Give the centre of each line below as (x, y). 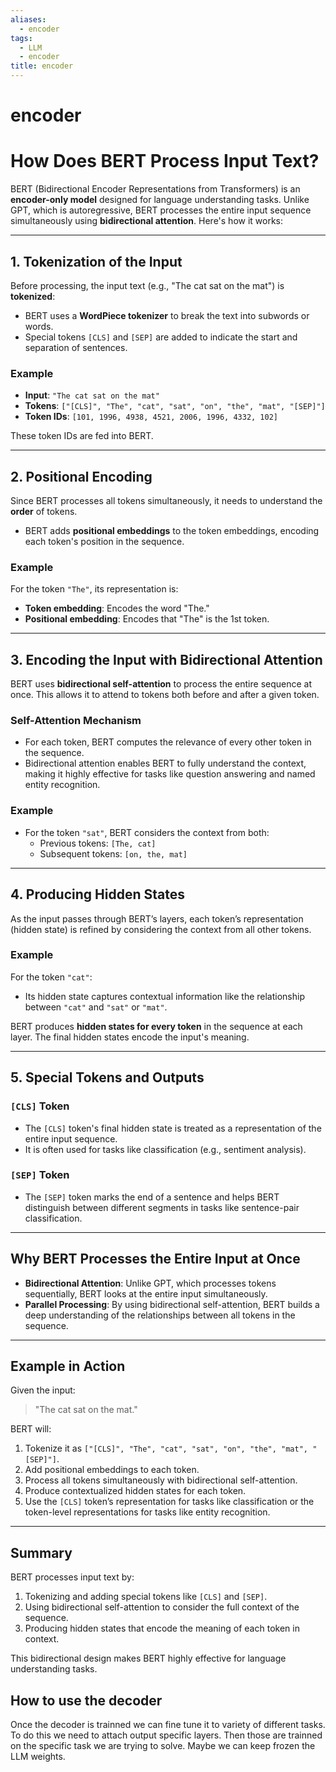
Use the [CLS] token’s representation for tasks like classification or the (169, 1502)
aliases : (28, 19)
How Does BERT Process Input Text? (165, 161)
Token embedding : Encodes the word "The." (117, 608)
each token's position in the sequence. (104, 542)
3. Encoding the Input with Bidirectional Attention (166, 659)
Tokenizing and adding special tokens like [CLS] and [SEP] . (146, 1597)
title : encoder (42, 66)
